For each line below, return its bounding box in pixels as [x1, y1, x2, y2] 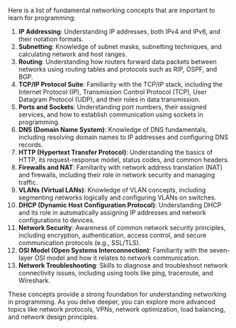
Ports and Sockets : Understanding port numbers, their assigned [18, 103, 207, 111]
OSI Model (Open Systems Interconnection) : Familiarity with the [18, 246, 208, 254]
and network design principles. [8, 312, 99, 321]
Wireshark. [18, 276, 50, 285]
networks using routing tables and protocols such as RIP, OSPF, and [18, 65, 218, 73]
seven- [209, 246, 230, 254]
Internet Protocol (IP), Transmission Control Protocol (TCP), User [18, 88, 208, 96]
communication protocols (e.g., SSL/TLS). [18, 239, 141, 247]
